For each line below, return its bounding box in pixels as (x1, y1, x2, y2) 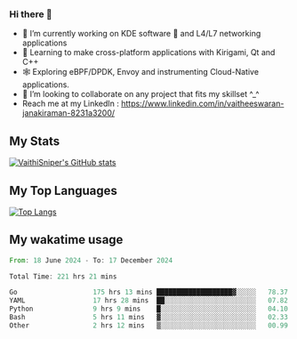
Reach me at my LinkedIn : (21, 98, 120, 109)
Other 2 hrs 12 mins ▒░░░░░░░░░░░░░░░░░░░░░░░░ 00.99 (9, 320, 289, 330)
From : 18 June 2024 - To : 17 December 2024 (9, 255, 173, 265)
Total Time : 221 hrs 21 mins (9, 271, 117, 281)
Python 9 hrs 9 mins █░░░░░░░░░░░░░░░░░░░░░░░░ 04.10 (9, 304, 289, 314)
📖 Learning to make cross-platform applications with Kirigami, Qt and (21, 47, 276, 58)
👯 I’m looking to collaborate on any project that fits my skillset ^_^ (21, 89, 260, 100)
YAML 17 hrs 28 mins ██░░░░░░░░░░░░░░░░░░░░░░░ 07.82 (9, 296, 289, 305)
